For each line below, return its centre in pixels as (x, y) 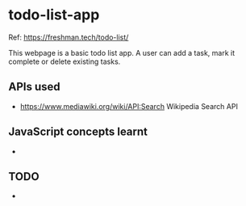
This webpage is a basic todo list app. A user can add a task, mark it (122, 53)
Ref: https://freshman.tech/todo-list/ (69, 37)
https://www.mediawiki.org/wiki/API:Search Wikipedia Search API (129, 106)
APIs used (34, 87)
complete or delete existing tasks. (65, 61)
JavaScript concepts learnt (78, 132)
